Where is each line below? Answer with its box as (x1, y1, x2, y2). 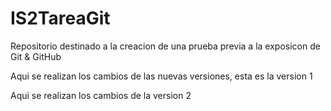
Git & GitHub (10, 50, 62, 62)
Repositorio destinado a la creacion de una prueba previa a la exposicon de (10, 40, 321, 52)
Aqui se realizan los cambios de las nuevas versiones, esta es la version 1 (10, 70, 313, 82)
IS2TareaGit (10, 7, 111, 30)
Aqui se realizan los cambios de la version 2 (10, 89, 192, 101)
